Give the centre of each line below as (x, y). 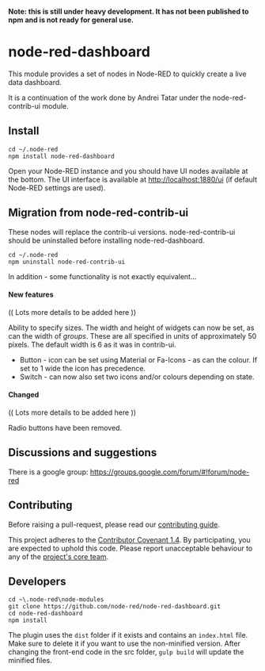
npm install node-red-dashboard (61, 156)
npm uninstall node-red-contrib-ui (67, 262)
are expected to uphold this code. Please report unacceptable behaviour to (131, 548)
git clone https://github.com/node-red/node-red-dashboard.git (115, 607)
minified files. (30, 661)
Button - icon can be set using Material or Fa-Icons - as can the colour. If (138, 359)
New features (31, 295)
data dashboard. (35, 82)
